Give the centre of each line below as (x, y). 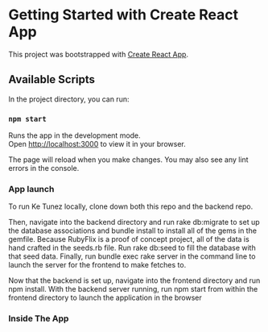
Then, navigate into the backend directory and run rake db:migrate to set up (134, 222)
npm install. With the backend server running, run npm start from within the (133, 289)
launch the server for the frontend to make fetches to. (97, 265)
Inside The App (39, 318)
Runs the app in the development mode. (74, 135)
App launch (31, 189)
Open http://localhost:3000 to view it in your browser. (97, 144)
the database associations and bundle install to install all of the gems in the (133, 230)
